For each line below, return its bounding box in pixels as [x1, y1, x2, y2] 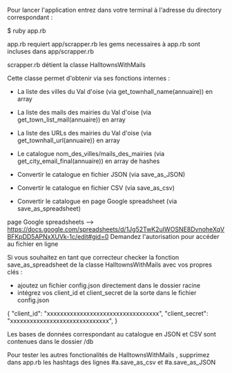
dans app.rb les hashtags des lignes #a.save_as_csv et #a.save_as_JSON [7, 358, 216, 366]
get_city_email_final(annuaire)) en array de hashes [17, 157, 160, 165]
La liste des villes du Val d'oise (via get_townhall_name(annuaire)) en [17, 88, 213, 95]
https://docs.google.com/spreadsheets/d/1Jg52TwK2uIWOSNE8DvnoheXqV [7, 225, 225, 233]
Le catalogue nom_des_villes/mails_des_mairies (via [17, 150, 165, 157]
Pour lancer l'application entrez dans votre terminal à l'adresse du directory [7, 6, 222, 14]
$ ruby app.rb [7, 27, 46, 35]
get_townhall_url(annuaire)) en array [17, 136, 121, 144]
